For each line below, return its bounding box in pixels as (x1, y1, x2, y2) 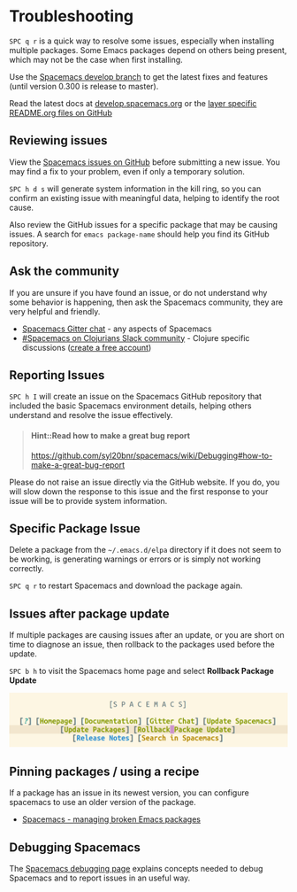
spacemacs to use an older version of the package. (9, 797, 196, 808)
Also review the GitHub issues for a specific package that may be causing (9, 219, 278, 229)
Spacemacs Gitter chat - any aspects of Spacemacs (21, 323, 212, 334)
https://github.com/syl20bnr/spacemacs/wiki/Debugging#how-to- (30, 450, 273, 461)
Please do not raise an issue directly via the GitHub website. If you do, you (9, 477, 280, 487)
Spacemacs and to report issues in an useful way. (9, 873, 191, 883)
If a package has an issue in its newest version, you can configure (9, 787, 249, 798)
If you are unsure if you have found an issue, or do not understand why (9, 287, 268, 298)
